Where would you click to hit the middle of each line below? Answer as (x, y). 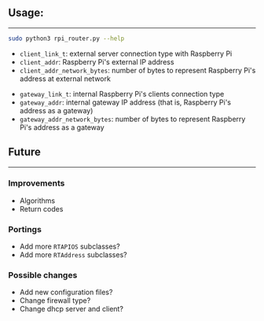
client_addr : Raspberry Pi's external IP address (97, 61)
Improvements (37, 183)
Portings (25, 229)
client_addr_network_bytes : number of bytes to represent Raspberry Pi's (137, 70)
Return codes (41, 208)
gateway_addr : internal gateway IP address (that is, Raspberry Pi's (125, 102)
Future (25, 152)
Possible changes (43, 275)
